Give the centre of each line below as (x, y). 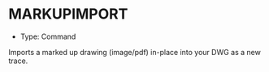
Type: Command (48, 36)
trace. (18, 61)
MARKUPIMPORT (68, 14)
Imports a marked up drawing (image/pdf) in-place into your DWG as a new (135, 52)
